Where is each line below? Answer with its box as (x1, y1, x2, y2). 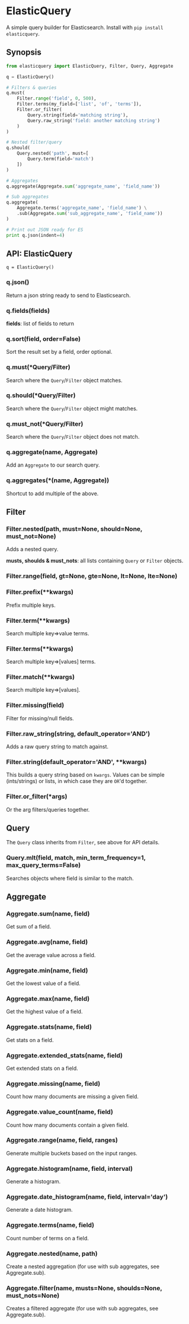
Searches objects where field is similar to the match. (6, 875, 134, 882)
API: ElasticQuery (6, 248, 73, 259)
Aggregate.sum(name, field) (6, 910, 90, 918)
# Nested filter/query (6, 140, 62, 145)
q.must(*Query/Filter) (6, 363, 71, 372)
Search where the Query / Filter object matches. (6, 376, 123, 384)
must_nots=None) (6, 1291, 60, 1300)
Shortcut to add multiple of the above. (6, 490, 99, 497)
